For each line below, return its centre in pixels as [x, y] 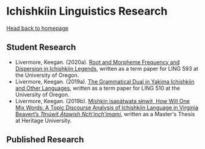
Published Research [45, 140]
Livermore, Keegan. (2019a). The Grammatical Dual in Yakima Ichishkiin [105, 81]
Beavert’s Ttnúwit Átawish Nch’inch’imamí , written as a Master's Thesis [105, 114]
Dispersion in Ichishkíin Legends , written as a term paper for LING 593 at [106, 68]
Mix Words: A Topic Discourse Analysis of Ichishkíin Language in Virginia [107, 107]
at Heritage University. [43, 120]
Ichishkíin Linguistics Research [87, 11]
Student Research [41, 47]
